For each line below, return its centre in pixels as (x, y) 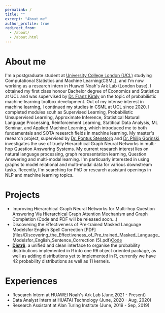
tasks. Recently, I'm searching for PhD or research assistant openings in (78, 170)
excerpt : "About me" (26, 19)
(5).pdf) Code (109, 240)
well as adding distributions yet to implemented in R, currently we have (84, 256)
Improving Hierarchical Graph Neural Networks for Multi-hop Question (83, 208)
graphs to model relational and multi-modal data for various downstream (79, 164)
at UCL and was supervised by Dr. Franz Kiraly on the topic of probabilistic (81, 96)
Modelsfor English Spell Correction (48, 230)
